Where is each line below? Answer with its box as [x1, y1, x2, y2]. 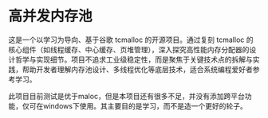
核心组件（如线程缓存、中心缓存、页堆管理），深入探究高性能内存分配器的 [8, 44, 250, 54]
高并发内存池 [8, 7, 93, 25]
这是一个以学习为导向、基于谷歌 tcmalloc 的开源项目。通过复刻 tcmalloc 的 [8, 35, 254, 44]
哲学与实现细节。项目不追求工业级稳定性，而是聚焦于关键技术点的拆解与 [14, 55, 253, 64]
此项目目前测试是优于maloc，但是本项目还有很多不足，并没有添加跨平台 [8, 91, 245, 101]
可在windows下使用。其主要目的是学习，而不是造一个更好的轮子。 [29, 101, 247, 111]
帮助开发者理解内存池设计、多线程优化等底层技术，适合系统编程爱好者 [22, 64, 253, 74]
